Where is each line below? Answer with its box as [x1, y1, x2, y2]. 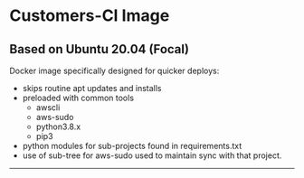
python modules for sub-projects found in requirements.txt [22, 141, 242, 151]
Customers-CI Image [9, 5, 170, 26]
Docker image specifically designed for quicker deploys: [9, 65, 220, 76]
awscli [35, 102, 61, 113]
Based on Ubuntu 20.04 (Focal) [9, 42, 190, 57]
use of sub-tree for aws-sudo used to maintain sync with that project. [22, 150, 282, 161]
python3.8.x [35, 121, 81, 132]
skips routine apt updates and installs [22, 83, 162, 93]
